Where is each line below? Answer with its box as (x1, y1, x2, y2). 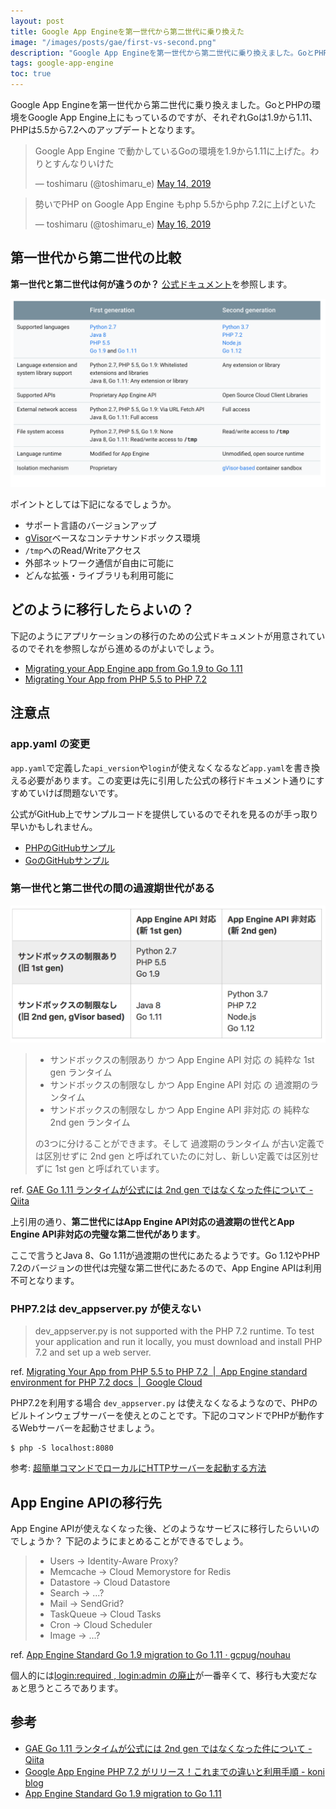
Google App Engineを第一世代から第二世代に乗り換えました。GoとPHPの (10, 99, 313, 110)
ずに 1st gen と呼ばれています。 (34, 1162, 165, 1174)
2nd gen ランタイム (49, 1116, 131, 1128)
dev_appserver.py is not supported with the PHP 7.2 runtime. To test (34, 1325, 315, 1337)
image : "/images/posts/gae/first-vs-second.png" (10, 37, 217, 47)
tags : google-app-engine (10, 58, 114, 69)
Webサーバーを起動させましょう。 (18, 1422, 160, 1434)
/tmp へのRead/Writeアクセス (24, 545, 142, 557)
